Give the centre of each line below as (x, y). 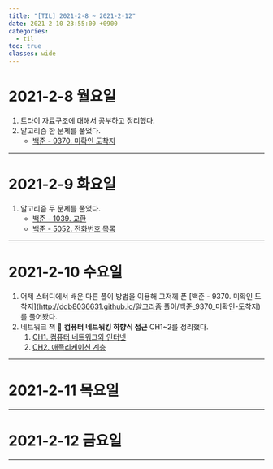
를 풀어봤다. (39, 316)
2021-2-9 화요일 (62, 185)
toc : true (25, 46)
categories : (28, 31)
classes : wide (32, 54)
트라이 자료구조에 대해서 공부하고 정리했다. (88, 120)
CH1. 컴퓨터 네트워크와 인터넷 (79, 337)
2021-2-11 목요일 (64, 390)
